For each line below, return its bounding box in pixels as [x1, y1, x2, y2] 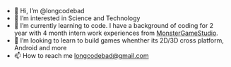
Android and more [13, 44, 67, 52]
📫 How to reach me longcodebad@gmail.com [13, 52, 149, 59]
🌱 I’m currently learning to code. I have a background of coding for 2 [13, 22, 214, 29]
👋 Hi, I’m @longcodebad [13, 7, 85, 15]
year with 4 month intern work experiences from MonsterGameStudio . [13, 29, 219, 37]
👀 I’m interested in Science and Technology [13, 14, 141, 22]
